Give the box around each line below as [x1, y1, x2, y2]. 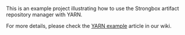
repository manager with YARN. [6, 11, 82, 18]
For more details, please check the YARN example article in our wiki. [6, 23, 172, 29]
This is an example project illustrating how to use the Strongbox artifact [6, 5, 180, 12]
